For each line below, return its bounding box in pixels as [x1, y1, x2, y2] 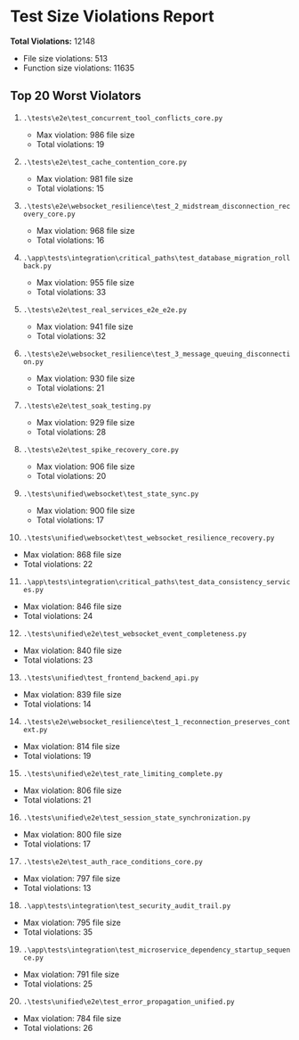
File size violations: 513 [22, 53, 108, 63]
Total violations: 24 [22, 610, 93, 621]
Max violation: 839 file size [22, 689, 122, 699]
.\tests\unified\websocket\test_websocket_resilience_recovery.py [22, 533, 275, 542]
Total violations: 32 [36, 330, 106, 341]
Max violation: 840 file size [22, 645, 123, 656]
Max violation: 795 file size [22, 917, 121, 928]
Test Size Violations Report [10, 6, 214, 27]
